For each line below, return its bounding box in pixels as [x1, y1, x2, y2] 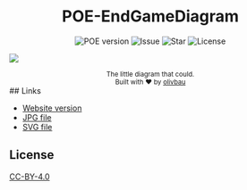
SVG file [21, 121, 53, 132]
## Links [9, 85, 42, 95]
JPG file [21, 112, 52, 122]
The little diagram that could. [106, 70, 195, 78]
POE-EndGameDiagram [62, 6, 239, 27]
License [9, 147, 55, 162]
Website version [21, 103, 82, 113]
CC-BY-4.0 [9, 171, 50, 182]
